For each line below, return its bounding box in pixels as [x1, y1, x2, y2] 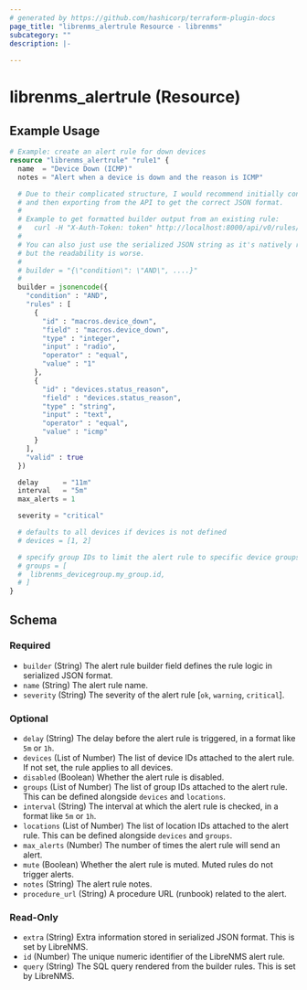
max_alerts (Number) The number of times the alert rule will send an [22, 840, 281, 851]
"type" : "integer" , [42, 334, 121, 343]
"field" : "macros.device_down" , [42, 325, 170, 335]
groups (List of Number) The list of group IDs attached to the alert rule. [22, 782, 288, 793]
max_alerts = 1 [17, 495, 76, 504]
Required [9, 639, 51, 652]
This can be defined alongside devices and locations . [22, 792, 227, 803]
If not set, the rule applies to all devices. [22, 762, 174, 773]
